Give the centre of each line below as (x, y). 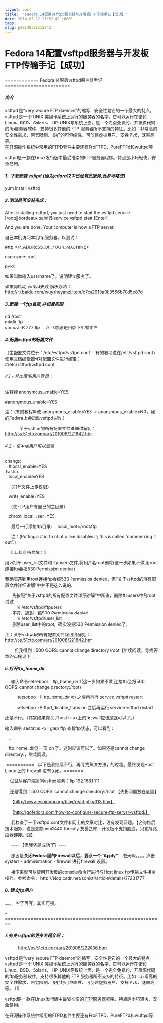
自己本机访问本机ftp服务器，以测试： (42, 237)
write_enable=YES (27, 496)
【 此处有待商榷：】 (28, 552)
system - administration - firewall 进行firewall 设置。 (57, 861)
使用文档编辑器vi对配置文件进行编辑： (43, 359)
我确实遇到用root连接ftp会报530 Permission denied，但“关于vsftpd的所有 (78, 579)
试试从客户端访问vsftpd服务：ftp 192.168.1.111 (54, 781)
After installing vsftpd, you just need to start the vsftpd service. (68, 212)
